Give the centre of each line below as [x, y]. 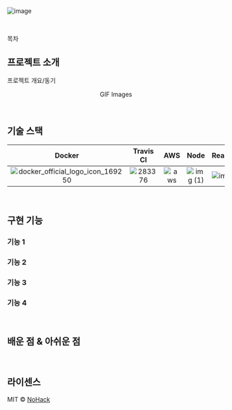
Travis [143, 151]
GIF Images [116, 94]
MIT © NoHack [29, 399]
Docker [67, 155]
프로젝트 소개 [33, 63]
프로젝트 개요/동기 [32, 80]
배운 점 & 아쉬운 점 [44, 342]
